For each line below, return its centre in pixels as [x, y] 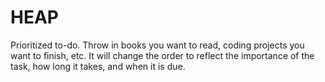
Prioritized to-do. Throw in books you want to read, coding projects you [157, 45]
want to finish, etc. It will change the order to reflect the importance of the [162, 55]
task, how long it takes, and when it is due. [98, 66]
